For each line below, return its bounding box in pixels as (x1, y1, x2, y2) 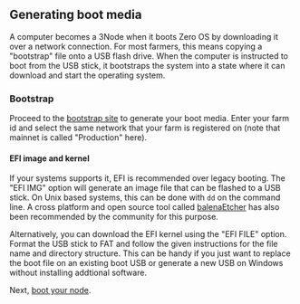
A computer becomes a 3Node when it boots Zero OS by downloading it (9, 31, 279, 42)
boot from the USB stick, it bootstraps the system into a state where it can (9, 60, 285, 71)
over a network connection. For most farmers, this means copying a (9, 41, 263, 52)
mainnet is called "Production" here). (9, 132, 148, 143)
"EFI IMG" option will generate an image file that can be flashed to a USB (9, 183, 281, 194)
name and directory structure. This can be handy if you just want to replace (9, 248, 292, 259)
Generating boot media (9, 7, 142, 23)
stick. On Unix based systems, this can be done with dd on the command (9, 192, 281, 203)
